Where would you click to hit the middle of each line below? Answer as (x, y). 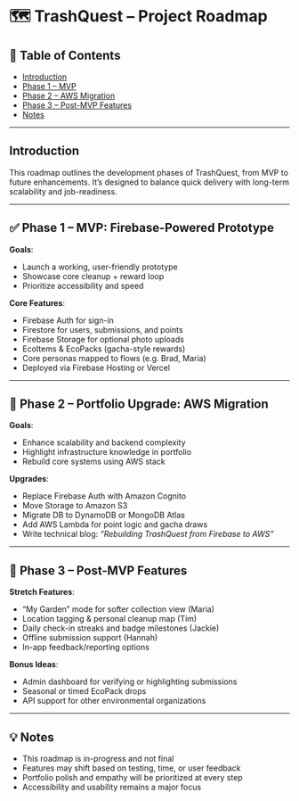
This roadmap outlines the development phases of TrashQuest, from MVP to (149, 172)
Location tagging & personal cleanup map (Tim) (109, 619)
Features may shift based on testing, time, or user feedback (132, 768)
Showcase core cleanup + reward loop (93, 276)
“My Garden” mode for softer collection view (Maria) (118, 609)
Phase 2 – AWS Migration (69, 95)
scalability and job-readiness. (63, 191)
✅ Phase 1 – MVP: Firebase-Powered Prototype (141, 228)
